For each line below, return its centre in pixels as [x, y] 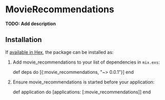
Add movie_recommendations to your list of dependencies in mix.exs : [86, 62]
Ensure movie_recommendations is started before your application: [84, 82]
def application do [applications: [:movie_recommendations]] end [82, 92]
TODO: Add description [31, 24]
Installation [24, 40]
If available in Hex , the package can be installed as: [59, 52]
